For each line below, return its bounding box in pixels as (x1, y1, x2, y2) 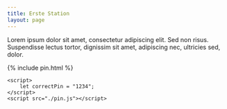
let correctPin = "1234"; (19, 83, 95, 90)
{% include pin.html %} (7, 63, 74, 72)
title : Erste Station (7, 10, 70, 17)
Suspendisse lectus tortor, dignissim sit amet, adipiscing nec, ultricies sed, (7, 43, 221, 51)
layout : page (7, 17, 45, 23)
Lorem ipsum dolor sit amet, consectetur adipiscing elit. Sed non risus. (7, 35, 209, 43)
